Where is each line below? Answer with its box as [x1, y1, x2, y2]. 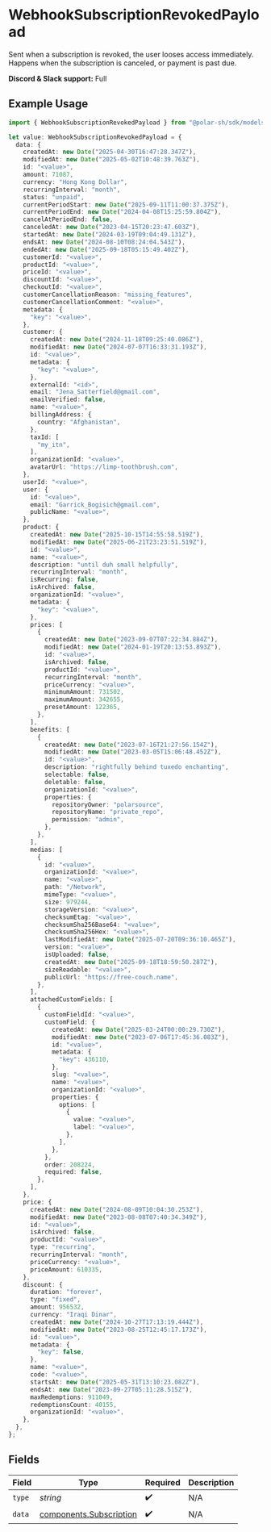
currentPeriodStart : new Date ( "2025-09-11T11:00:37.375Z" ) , [23, 200, 229, 209]
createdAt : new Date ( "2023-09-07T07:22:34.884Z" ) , [44, 636, 219, 644]
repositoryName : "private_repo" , [51, 808, 164, 816]
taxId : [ [29, 433, 60, 441]
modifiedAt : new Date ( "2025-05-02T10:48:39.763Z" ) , [23, 156, 200, 164]
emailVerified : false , [29, 395, 106, 404]
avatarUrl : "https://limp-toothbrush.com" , [29, 463, 179, 471]
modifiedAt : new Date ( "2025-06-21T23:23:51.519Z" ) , [29, 538, 207, 546]
